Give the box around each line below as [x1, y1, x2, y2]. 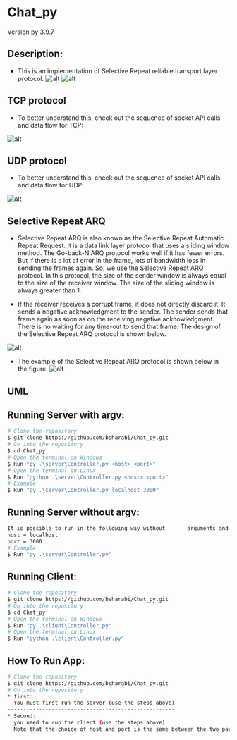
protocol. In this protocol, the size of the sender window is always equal [17, 271, 226, 280]
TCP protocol [7, 94, 66, 106]
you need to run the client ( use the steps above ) [13, 720, 166, 727]
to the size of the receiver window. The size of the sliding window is [17, 279, 215, 288]
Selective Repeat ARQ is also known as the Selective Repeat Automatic [17, 234, 224, 242]
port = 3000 [7, 538, 42, 545]
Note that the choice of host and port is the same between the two [13, 725, 219, 733]
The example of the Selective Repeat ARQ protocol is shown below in [17, 357, 219, 366]
